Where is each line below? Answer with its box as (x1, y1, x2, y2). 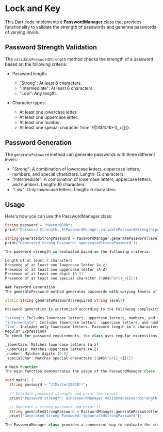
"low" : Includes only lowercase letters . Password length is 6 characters (5, 324, 160, 329)
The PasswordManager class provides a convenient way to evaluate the (5, 422, 151, 428)
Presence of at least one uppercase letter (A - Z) (5, 267, 108, 272)
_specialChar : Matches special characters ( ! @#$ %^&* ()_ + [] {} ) (5, 355, 133, 361)
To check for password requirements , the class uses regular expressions (5, 334, 158, 339)
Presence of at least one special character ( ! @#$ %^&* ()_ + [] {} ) (5, 276, 138, 281)
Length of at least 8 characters (5, 258, 73, 263)
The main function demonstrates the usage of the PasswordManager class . (5, 369, 158, 374)
